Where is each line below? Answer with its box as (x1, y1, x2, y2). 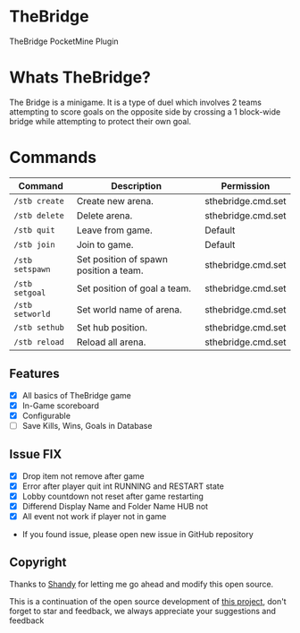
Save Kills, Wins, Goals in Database (21, 420, 153, 431)
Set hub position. (76, 321, 147, 333)
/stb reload (13, 337, 65, 346)
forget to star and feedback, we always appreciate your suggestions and (9, 605, 277, 616)
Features (9, 366, 60, 381)
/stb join (13, 239, 55, 250)
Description (111, 179, 162, 192)
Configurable (21, 410, 71, 421)
